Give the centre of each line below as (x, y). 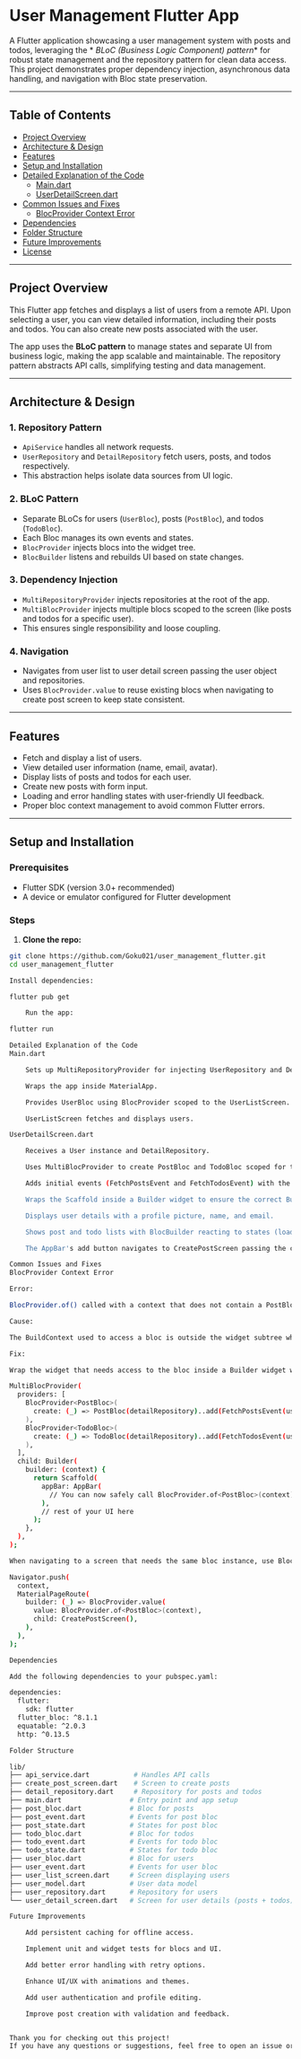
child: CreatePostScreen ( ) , (86, 1619)
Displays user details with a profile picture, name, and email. (150, 1216)
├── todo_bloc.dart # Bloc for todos (102, 1834)
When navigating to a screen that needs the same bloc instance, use (142, 1561)
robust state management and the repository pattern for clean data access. (148, 59)
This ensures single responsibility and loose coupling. (121, 628)
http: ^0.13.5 (43, 1734)
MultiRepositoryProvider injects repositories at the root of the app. (146, 599)
